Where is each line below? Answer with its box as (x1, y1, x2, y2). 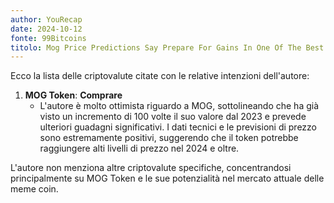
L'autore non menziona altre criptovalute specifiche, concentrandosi (10, 162, 292, 174)
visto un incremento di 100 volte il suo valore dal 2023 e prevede (39, 111, 307, 123)
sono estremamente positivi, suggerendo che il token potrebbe (39, 132, 299, 144)
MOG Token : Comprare (24, 89, 123, 101)
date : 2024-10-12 (10, 24, 83, 34)
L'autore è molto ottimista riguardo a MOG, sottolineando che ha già (39, 100, 320, 112)
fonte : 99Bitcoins (10, 33, 87, 43)
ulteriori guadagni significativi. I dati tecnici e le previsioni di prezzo (39, 121, 318, 133)
